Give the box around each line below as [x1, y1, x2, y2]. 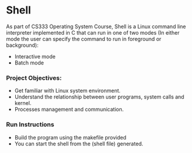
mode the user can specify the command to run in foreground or [6, 35, 162, 42]
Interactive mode [14, 53, 56, 60]
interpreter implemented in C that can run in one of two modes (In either [6, 29, 180, 36]
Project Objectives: [6, 74, 62, 82]
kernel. [14, 100, 32, 107]
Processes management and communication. [14, 106, 124, 113]
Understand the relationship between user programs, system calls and [14, 93, 184, 100]
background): [6, 42, 39, 49]
